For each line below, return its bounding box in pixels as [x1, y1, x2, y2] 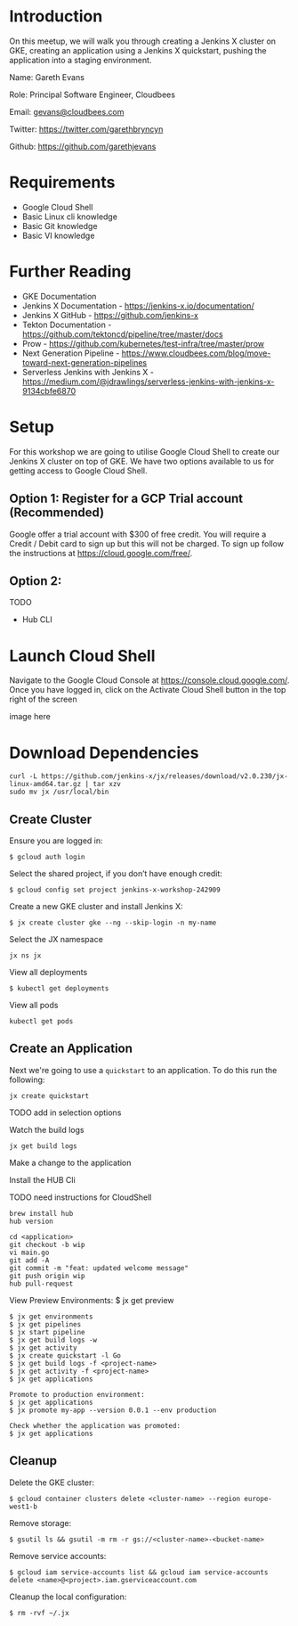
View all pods [9, 1000, 59, 1011]
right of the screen [9, 694, 77, 705]
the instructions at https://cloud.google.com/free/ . [9, 547, 193, 558]
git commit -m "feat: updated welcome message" [9, 1263, 189, 1272]
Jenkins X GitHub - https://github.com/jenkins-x [21, 309, 198, 320]
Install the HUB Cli [9, 1174, 76, 1185]
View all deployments [9, 967, 88, 978]
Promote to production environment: [9, 1390, 145, 1399]
